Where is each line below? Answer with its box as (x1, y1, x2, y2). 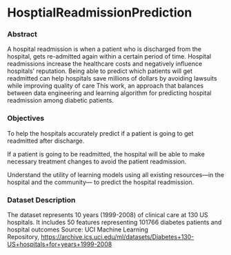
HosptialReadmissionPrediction (7, 5, 192, 21)
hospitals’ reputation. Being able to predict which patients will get (7, 67, 193, 75)
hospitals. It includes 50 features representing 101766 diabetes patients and (7, 218, 222, 227)
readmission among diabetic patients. (7, 96, 114, 105)
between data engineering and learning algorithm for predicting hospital (7, 89, 212, 97)
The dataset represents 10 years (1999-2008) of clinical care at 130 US (7, 211, 208, 219)
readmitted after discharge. (7, 136, 85, 145)
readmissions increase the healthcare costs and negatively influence (7, 60, 203, 68)
